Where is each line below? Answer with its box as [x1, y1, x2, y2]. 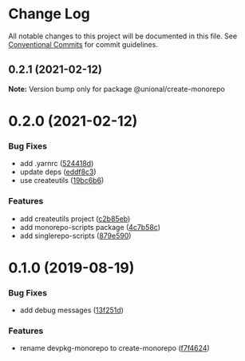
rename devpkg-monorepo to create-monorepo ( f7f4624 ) [19, 343, 210, 353]
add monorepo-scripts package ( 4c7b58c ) [19, 222, 161, 232]
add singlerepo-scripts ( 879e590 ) [19, 231, 132, 240]
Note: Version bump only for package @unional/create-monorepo [8, 84, 225, 93]
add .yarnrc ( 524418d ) [19, 159, 94, 169]
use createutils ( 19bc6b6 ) [19, 176, 105, 185]
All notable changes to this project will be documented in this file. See [8, 31, 238, 41]
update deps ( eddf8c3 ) [19, 167, 97, 177]
